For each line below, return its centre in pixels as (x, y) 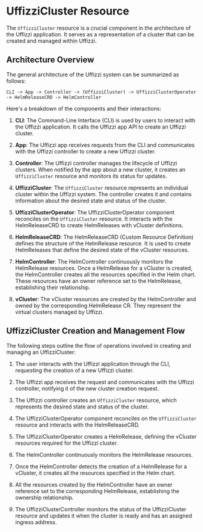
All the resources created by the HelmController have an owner (94, 484)
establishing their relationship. (53, 287)
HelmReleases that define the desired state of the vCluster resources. (102, 250)
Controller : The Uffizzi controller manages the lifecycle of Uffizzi (96, 163)
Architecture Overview (50, 60)
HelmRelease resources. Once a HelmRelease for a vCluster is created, (104, 268)
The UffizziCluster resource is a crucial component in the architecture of (98, 28)
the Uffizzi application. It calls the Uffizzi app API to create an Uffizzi (100, 127)
